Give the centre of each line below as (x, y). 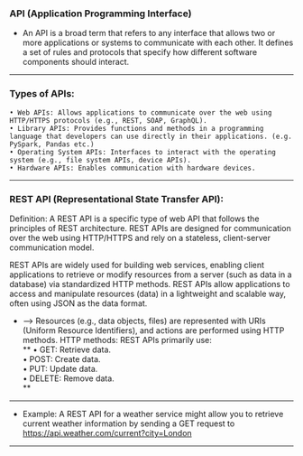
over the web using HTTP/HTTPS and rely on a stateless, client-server (140, 237)
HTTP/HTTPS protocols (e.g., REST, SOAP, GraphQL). (108, 120)
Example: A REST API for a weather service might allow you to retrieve (153, 414)
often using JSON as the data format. (78, 303)
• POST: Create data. (61, 358)
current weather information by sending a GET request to (129, 423)
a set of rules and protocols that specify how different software (140, 52)
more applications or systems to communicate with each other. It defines (158, 42)
